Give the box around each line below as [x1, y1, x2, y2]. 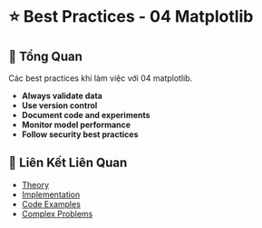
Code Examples [21, 198, 81, 209]
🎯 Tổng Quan [8, 48, 82, 64]
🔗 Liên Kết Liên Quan [8, 155, 128, 171]
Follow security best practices [21, 129, 139, 140]
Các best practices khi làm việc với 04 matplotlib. [8, 73, 193, 84]
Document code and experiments [21, 110, 150, 120]
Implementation [21, 189, 81, 200]
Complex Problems [21, 208, 93, 219]
